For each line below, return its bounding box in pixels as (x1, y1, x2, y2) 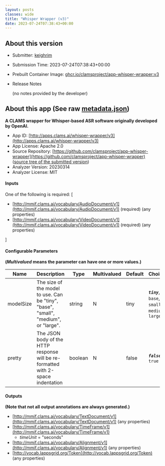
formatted (36, 361, 60, 367)
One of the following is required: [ (5, 192, 73, 198)
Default (126, 270, 144, 277)
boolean (69, 355, 88, 362)
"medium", (36, 316, 61, 323)
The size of (36, 279, 63, 286)
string (69, 300, 83, 307)
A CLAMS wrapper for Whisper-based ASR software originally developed (5, 118, 158, 124)
